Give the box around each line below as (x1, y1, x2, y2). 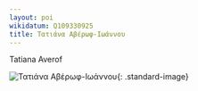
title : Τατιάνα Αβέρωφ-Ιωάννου (9, 29, 126, 38)
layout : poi (9, 12, 54, 22)
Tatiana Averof (9, 54, 62, 65)
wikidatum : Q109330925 (9, 21, 94, 30)
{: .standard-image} (117, 71, 189, 82)
